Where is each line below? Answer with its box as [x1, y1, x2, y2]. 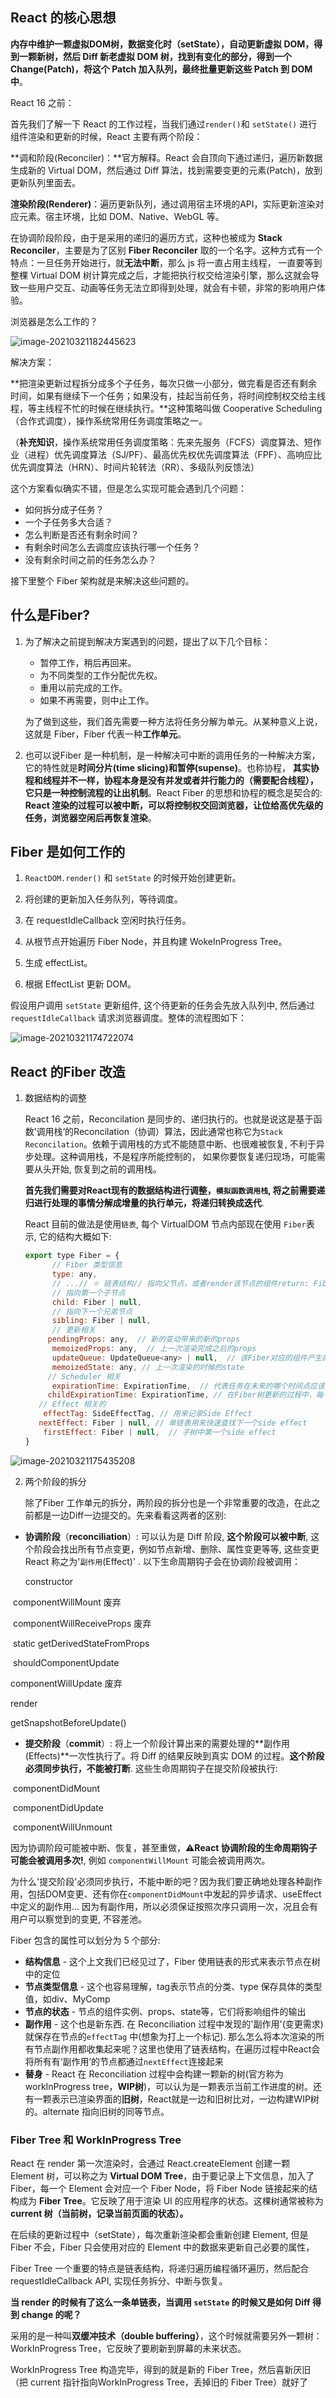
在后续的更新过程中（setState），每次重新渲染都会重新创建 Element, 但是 [10, 2228, 309, 2240]
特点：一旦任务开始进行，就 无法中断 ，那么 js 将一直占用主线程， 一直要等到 [10, 256, 323, 268]
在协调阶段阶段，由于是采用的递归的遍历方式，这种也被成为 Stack [10, 231, 283, 243]
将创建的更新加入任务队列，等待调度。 [24, 893, 183, 905]
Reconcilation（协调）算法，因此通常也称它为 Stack [73, 1126, 283, 1138]
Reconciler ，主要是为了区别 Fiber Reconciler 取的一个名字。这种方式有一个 [10, 244, 323, 256]
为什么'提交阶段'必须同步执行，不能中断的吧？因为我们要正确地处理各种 [10, 1875, 305, 1887]
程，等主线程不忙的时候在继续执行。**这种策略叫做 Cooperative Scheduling [10, 402, 323, 414]
